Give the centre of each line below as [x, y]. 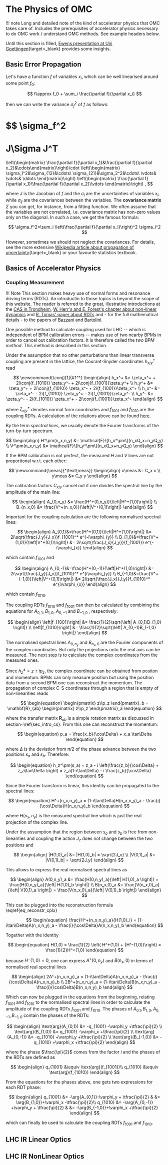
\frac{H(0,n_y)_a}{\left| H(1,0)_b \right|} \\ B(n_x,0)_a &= [66, 884]
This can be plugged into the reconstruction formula [59, 905]
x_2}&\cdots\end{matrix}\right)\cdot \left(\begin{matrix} [63, 168]
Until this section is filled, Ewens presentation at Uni [59, 43]
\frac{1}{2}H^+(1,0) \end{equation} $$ [84, 950]
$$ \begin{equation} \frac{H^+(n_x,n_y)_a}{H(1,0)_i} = [81, 920]
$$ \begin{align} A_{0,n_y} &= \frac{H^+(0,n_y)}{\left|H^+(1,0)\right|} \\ [84, 502]
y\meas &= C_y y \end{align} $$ [84, 476]
